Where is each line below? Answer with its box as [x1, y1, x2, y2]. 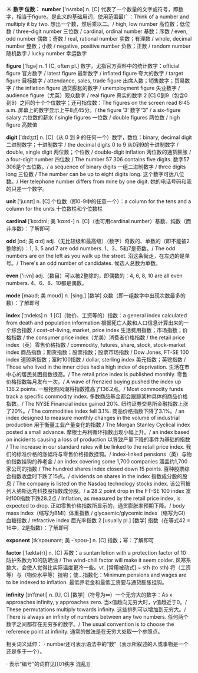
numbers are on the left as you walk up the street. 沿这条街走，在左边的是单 [6, 253, 190, 259]
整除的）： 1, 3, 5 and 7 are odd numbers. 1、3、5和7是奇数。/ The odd [6, 245, 176, 252]
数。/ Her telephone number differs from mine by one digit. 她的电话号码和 [6, 178, 187, 185]
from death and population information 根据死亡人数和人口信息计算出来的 [6, 319, 184, 326]
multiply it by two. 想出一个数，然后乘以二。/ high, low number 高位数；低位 [6, 21, 190, 27]
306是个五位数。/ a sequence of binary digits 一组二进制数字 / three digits [6, 163, 186, 170]
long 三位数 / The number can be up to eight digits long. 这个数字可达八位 [6, 171, 184, 177]
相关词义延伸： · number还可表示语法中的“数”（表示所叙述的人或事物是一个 [6, 641, 189, 647]
